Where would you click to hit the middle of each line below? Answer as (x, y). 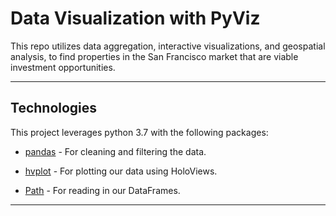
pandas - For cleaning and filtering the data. (115, 151)
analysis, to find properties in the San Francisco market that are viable (154, 56)
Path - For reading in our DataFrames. (102, 190)
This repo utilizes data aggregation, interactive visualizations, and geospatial (168, 46)
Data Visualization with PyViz (135, 18)
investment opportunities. (63, 67)
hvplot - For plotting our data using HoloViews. (121, 171)
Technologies (54, 108)
